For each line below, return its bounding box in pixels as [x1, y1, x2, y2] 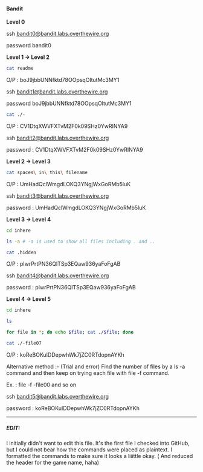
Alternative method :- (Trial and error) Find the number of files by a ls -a [6, 363, 185, 370]
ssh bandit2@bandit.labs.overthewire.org [6, 134, 109, 141]
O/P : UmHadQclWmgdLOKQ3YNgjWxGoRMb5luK [6, 180, 131, 187]
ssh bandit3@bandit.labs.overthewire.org [6, 192, 109, 200]
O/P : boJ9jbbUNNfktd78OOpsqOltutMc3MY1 [6, 76, 120, 84]
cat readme [6, 66, 34, 72]
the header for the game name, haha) [6, 459, 100, 466]
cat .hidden [6, 249, 36, 255]
